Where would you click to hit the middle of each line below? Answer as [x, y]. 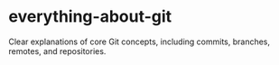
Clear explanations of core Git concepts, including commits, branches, [139, 42]
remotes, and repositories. [57, 51]
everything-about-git [90, 17]
